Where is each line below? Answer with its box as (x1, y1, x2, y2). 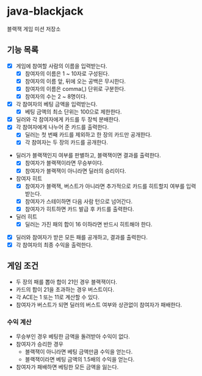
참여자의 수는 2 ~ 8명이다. (24, 93, 87, 100)
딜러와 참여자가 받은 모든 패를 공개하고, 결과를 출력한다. (15, 233, 148, 240)
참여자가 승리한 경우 (15, 341, 63, 348)
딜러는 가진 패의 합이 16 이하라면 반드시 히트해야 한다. (24, 220, 153, 228)
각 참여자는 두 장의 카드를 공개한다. (24, 139, 109, 146)
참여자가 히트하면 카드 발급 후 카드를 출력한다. (24, 205, 134, 212)
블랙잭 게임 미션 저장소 (7, 25, 61, 32)
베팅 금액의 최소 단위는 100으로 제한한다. (24, 108, 122, 115)
